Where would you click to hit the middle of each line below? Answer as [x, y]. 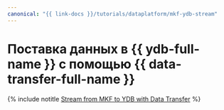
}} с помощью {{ [95, 64]
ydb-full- [173, 49]
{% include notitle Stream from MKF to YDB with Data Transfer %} [104, 99]
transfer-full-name [64, 79]
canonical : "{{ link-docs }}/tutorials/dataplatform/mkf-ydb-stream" [113, 14]
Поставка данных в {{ [75, 49]
